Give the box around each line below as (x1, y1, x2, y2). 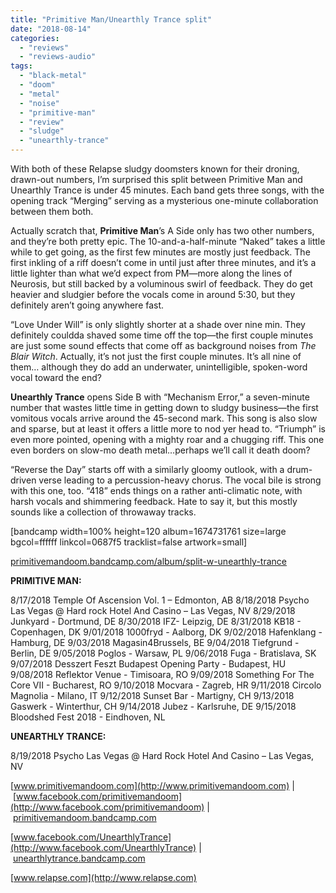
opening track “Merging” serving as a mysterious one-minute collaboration (10, 195, 319, 206)
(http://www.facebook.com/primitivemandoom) (10, 801, 205, 813)
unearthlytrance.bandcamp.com (12, 852, 146, 864)
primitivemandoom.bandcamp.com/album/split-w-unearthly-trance (10, 556, 287, 567)
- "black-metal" (19, 71, 87, 81)
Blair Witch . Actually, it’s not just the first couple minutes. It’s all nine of (10, 351, 302, 362)
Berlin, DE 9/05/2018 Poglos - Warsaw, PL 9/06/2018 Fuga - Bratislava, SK (10, 647, 317, 659)
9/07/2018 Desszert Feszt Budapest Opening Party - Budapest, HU (10, 658, 287, 670)
